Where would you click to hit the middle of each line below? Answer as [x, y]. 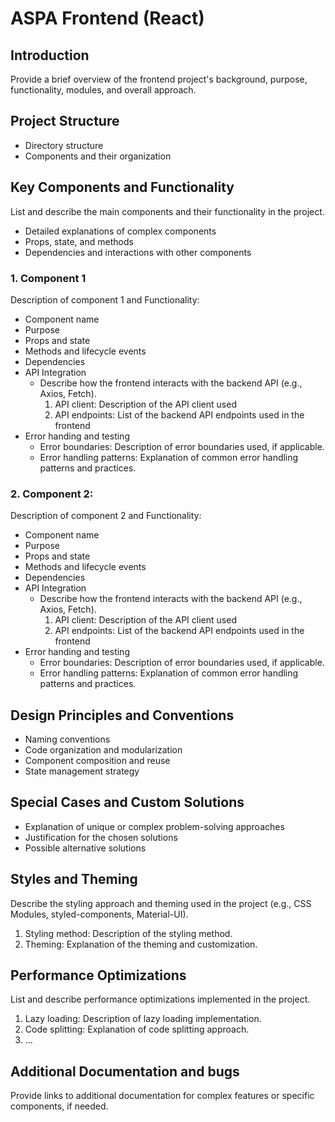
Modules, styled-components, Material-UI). [99, 914]
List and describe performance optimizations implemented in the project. [160, 999]
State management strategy [82, 771]
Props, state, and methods [79, 241]
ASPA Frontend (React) [107, 18]
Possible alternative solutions [85, 848]
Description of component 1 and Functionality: [105, 299]
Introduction [50, 55]
